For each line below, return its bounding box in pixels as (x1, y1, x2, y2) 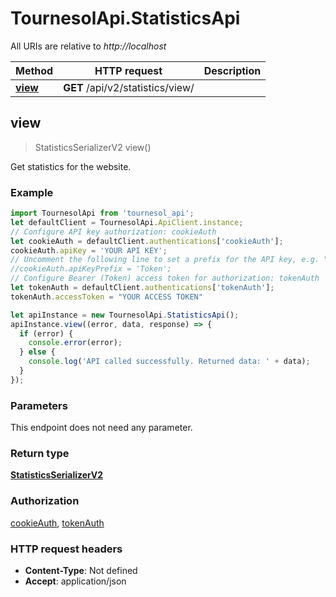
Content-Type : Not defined (24, 564, 138, 576)
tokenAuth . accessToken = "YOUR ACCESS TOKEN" (10, 292, 203, 302)
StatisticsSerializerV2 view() (34, 141, 152, 153)
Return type (10, 447, 70, 461)
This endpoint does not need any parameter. (10, 422, 193, 434)
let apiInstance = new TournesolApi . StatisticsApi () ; (10, 310, 240, 320)
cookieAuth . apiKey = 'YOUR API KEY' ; (10, 245, 168, 256)
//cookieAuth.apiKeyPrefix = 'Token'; (10, 264, 172, 274)
